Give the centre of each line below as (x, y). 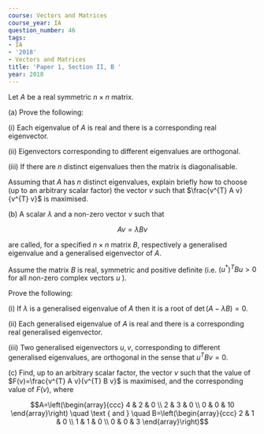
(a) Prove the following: (46, 112)
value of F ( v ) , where (41, 389)
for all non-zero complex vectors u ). (68, 278)
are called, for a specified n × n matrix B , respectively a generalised (117, 244)
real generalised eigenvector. (56, 332)
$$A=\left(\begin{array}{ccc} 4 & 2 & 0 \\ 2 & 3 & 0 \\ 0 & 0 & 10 (132, 405)
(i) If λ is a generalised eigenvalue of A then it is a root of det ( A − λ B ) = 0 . (128, 308)
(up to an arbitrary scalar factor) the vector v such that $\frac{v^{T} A (121, 190)
